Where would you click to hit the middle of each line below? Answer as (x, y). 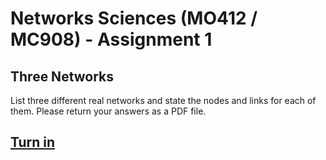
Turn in (33, 142)
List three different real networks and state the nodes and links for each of (163, 100)
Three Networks (62, 76)
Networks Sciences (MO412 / (134, 18)
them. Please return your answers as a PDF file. (108, 111)
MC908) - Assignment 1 (111, 39)
